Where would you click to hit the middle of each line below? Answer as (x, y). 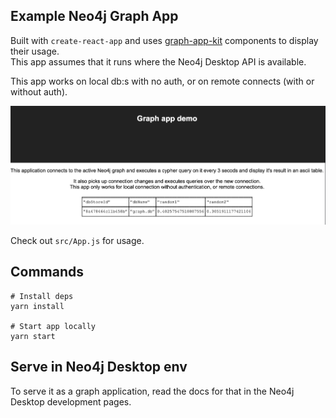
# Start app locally (53, 326)
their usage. (35, 51)
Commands (47, 272)
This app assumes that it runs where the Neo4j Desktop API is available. (158, 61)
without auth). (39, 91)
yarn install (37, 306)
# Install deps (42, 296)
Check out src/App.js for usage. (77, 240)
